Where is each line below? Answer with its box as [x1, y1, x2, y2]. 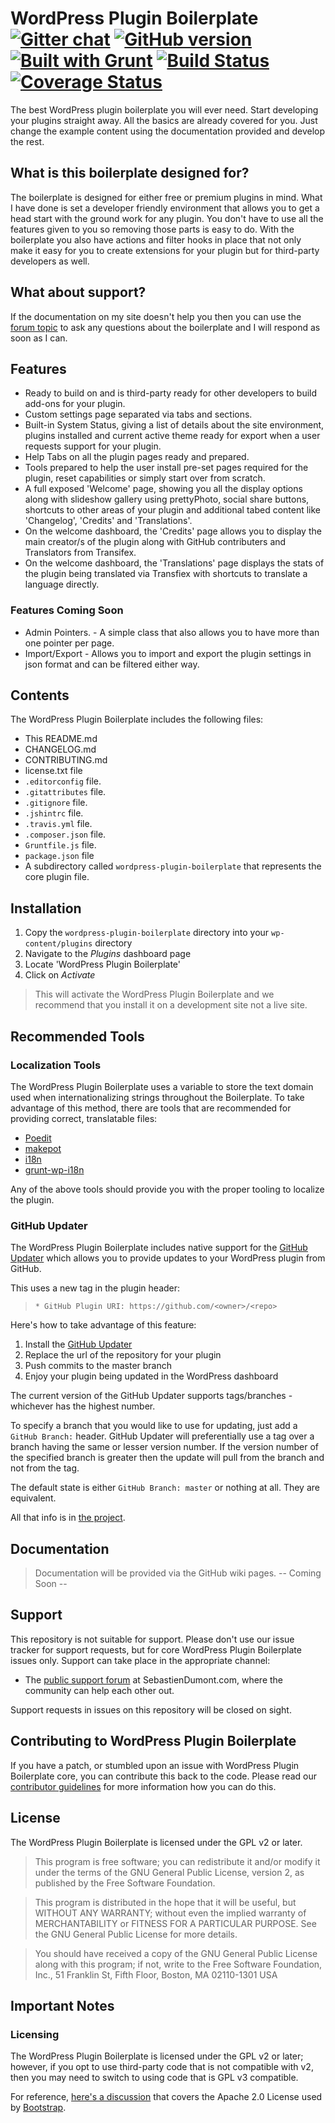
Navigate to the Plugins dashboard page [24, 948, 192, 960]
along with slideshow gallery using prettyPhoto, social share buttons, [24, 493, 310, 506]
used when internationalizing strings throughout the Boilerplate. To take [10, 1091, 305, 1103]
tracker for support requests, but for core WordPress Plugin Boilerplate [10, 1643, 302, 1656]
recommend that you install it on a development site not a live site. [34, 999, 308, 1011]
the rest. [10, 135, 45, 147]
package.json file [24, 850, 95, 862]
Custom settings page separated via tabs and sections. [24, 408, 253, 421]
